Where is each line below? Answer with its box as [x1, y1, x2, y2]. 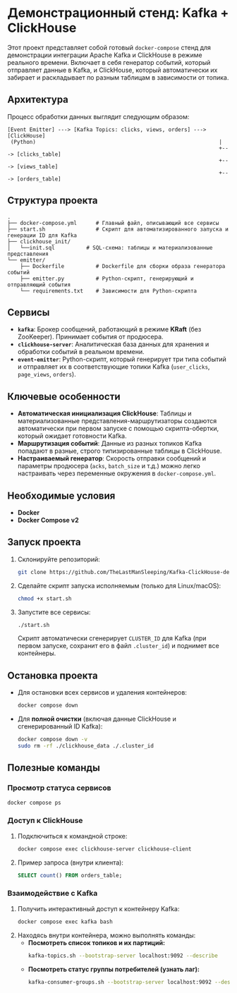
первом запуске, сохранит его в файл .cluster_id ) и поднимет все [17, 642, 220, 650]
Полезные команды [7, 762, 100, 774]
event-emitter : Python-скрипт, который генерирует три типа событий [17, 355, 227, 364]
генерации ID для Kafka [7, 231, 78, 239]
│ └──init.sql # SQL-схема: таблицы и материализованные [7, 244, 213, 251]
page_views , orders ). [17, 370, 76, 379]
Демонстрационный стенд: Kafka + [7, 5, 229, 21]
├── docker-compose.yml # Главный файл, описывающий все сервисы [7, 219, 219, 226]
